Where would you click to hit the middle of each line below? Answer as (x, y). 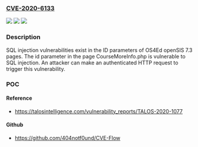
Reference (19, 98)
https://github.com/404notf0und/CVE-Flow (67, 138)
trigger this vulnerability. (36, 68)
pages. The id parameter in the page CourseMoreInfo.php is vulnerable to (96, 56)
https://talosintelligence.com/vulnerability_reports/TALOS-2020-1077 (99, 111)
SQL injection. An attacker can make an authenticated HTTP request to (92, 63)
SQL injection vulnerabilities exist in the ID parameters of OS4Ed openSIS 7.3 (99, 50)
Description (23, 37)
